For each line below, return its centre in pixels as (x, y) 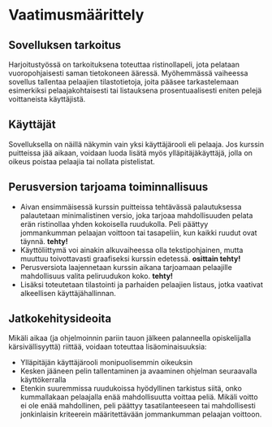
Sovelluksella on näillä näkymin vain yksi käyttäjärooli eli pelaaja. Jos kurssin (136, 144)
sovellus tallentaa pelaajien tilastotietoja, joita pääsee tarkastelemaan (124, 82)
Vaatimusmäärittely (76, 15)
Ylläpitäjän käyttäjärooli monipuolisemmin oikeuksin (106, 363)
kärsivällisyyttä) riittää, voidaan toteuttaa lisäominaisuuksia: (108, 346)
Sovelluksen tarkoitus (65, 45)
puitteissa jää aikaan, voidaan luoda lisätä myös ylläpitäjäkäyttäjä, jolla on (131, 153)
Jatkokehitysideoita (60, 319)
